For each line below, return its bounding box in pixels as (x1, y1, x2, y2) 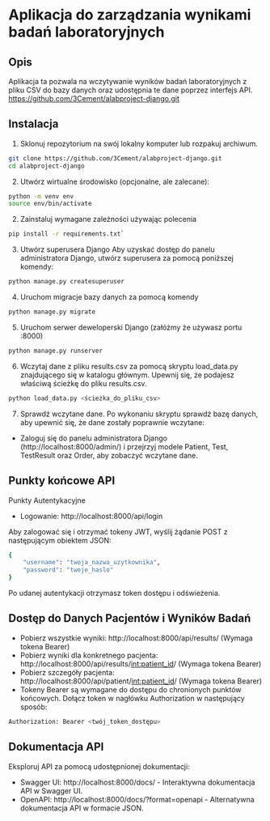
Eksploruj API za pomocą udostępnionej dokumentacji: (8, 761, 190, 771)
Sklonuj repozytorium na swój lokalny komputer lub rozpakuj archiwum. (19, 138, 259, 148)
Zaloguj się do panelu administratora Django (19, 433, 168, 443)
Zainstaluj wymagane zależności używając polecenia (19, 215, 196, 224)
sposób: (19, 702, 48, 712)
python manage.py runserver (8, 347, 103, 355)
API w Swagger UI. (19, 785, 83, 795)
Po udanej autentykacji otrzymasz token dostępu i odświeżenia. (8, 589, 221, 598)
